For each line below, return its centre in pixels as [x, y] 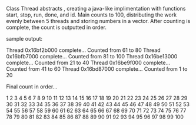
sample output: [24, 39]
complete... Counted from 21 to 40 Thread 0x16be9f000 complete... [88, 63]
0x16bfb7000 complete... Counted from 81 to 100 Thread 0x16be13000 [92, 56]
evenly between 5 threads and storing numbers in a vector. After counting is [98, 21]
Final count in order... [32, 87]
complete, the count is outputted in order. [57, 27]
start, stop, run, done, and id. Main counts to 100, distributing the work [92, 15]
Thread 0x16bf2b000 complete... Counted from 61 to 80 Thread [83, 50]
